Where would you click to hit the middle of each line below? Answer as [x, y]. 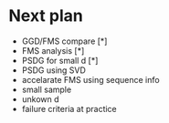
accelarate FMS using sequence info [91, 79]
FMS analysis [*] [53, 50]
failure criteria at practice [69, 108]
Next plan [46, 16]
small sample [47, 89]
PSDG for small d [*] [60, 60]
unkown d [41, 99]
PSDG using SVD [53, 70]
